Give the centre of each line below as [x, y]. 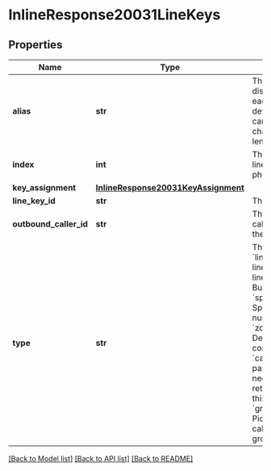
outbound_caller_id [50, 224]
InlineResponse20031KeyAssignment [170, 188]
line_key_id [34, 201]
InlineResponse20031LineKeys [115, 15]
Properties [35, 45]
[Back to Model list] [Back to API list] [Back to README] [101, 458]
